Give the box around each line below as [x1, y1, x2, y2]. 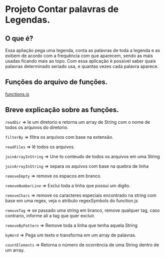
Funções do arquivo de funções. [5, 78, 108, 86]
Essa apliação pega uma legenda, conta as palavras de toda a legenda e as [5, 48, 160, 53]
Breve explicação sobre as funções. [5, 106, 119, 114]
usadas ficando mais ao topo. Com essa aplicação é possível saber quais [5, 58, 156, 64]
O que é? [5, 34, 33, 43]
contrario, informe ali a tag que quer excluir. [5, 212, 95, 218]
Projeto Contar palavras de [5, 4, 119, 15]
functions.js [5, 91, 29, 97]
